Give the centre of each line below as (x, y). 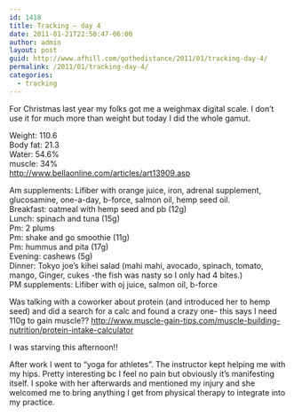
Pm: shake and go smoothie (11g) (70, 237)
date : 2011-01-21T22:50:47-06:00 (71, 34)
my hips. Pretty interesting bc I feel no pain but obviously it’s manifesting (142, 373)
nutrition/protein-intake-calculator (72, 330)
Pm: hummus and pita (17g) (59, 247)
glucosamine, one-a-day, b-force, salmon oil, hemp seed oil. (120, 200)
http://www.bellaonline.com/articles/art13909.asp (100, 173)
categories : (31, 75)
